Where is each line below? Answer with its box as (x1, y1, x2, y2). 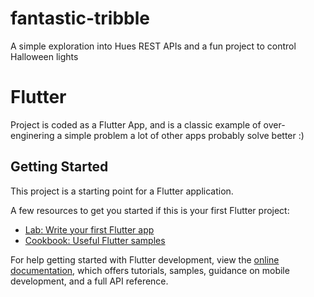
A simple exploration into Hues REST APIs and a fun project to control (10, 40, 297, 52)
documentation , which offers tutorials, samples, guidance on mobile (10, 264, 290, 276)
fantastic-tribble (10, 7, 150, 30)
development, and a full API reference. (10, 275, 169, 287)
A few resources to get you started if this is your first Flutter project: (10, 204, 290, 216)
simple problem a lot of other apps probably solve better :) (64, 129, 305, 141)
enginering (10, 129, 55, 141)
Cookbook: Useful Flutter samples (24, 234, 166, 246)
